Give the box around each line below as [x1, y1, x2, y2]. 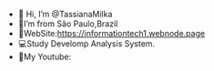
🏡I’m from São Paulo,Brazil [17, 18, 118, 29]
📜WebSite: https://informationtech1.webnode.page [17, 28, 206, 38]
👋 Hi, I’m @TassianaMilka [17, 9, 113, 19]
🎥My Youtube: [17, 51, 72, 62]
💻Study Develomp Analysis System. [17, 38, 156, 49]
